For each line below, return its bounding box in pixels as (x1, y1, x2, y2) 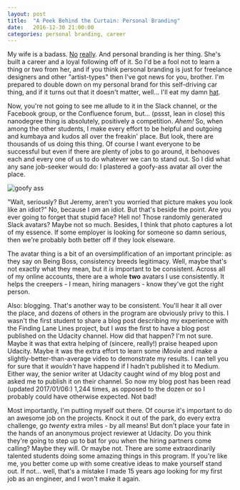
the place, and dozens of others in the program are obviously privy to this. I (7, 309, 229, 318)
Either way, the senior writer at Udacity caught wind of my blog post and (7, 369, 221, 379)
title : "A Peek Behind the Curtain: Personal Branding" (7, 17, 181, 24)
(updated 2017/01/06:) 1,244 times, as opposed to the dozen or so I (7, 385, 206, 394)
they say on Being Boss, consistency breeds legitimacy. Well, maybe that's (7, 257, 227, 266)
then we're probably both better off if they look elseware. (7, 236, 176, 244)
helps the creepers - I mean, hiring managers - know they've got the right (7, 280, 224, 289)
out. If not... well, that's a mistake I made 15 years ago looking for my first (7, 467, 223, 476)
